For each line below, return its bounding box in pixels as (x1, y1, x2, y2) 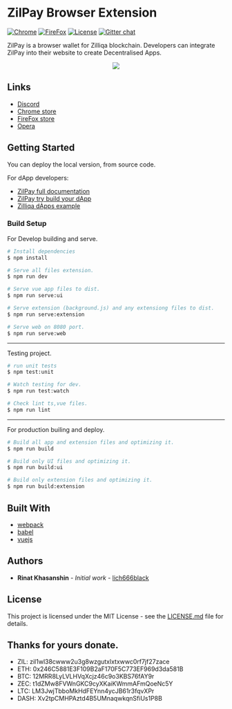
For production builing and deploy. (7, 425, 105, 433)
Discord (17, 100, 40, 108)
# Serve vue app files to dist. (7, 285, 100, 293)
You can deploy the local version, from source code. (7, 160, 156, 169)
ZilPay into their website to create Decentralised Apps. (7, 48, 162, 57)
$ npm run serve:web (7, 330, 67, 337)
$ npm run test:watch (7, 388, 70, 395)
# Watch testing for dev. (7, 381, 81, 388)
